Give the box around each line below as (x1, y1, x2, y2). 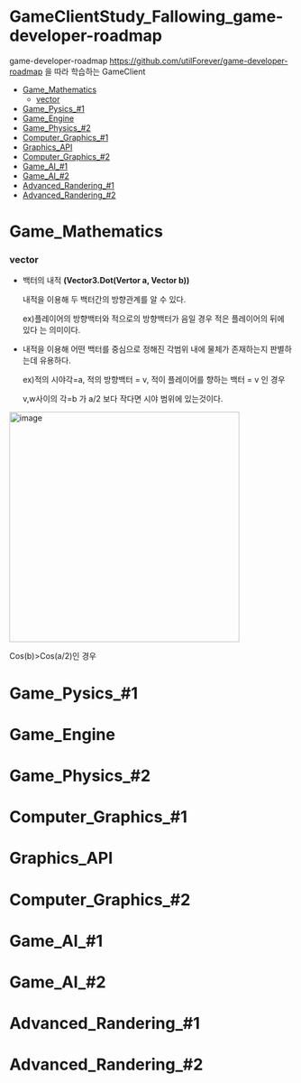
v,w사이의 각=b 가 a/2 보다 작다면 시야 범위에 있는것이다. (22, 393, 223, 404)
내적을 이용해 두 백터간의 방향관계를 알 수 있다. (22, 294, 187, 305)
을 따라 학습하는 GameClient (44, 66, 146, 77)
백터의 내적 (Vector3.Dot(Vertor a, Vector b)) (22, 275, 190, 286)
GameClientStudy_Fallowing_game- (9, 6, 284, 27)
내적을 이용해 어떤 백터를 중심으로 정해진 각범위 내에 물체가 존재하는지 (22, 344, 269, 355)
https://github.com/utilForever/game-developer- (109, 55, 288, 66)
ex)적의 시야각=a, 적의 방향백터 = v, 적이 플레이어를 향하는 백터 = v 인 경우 (22, 375, 286, 385)
